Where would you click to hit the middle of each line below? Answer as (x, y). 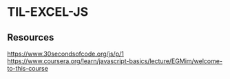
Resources (31, 37)
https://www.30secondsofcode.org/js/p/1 (65, 54)
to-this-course (28, 68)
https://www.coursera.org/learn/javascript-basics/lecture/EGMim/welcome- (115, 61)
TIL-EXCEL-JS (48, 12)
